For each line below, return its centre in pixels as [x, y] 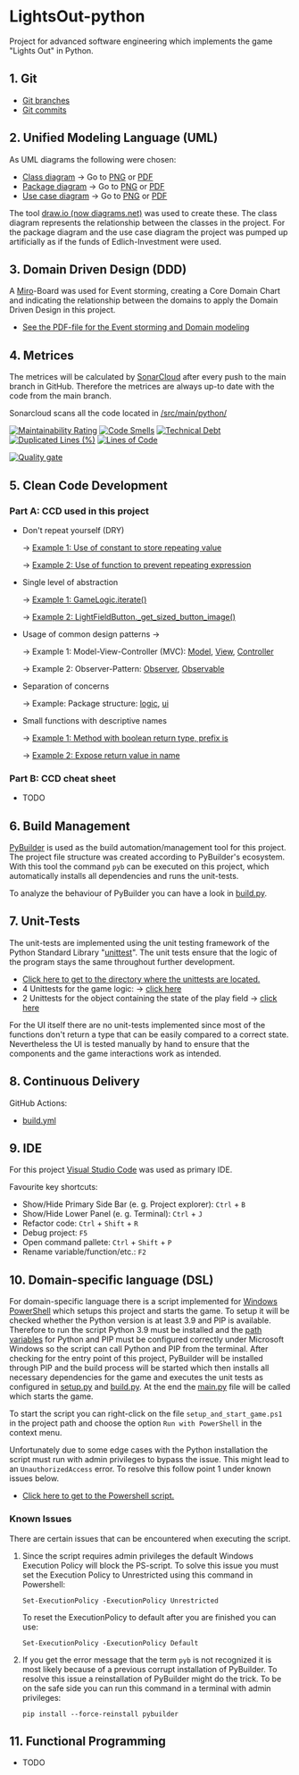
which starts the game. [51, 1396]
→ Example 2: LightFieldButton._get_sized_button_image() [129, 616]
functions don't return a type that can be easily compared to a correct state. [149, 1034]
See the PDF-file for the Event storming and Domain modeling [136, 327]
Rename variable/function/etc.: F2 [84, 1252]
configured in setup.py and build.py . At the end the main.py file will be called [150, 1387]
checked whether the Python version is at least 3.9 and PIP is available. [140, 1320]
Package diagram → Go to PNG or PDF [93, 186]
